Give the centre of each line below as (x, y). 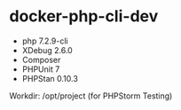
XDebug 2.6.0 (47, 50)
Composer (41, 59)
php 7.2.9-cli (45, 41)
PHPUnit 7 (41, 69)
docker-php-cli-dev (84, 16)
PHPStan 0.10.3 (50, 78)
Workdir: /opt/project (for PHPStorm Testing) (91, 96)
